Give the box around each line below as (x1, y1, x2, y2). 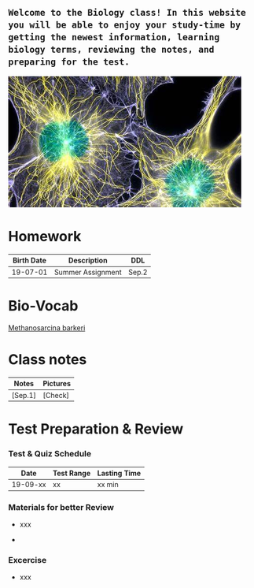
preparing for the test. (8, 56, 131, 68)
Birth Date (13, 255, 47, 266)
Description (68, 255, 108, 266)
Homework (8, 228, 82, 245)
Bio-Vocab (8, 297, 79, 315)
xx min (97, 480, 120, 489)
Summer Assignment (53, 267, 122, 277)
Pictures (42, 379, 71, 389)
